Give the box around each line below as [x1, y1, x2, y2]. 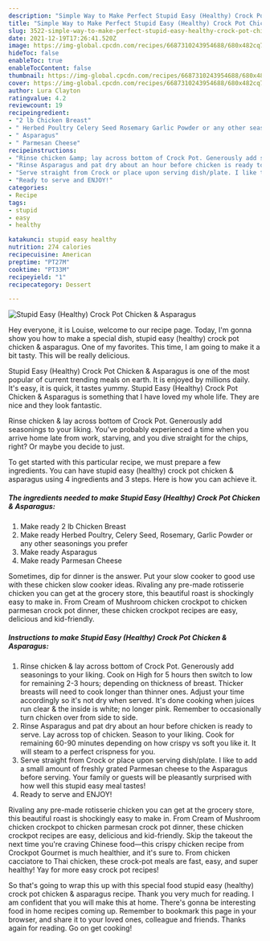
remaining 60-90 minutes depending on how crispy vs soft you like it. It [19, 738, 256, 748]
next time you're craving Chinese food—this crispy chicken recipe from [8, 840, 244, 849]
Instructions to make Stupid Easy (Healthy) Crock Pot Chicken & [8, 632, 227, 642]
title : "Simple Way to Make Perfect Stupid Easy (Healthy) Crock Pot [8, 19, 247, 27]
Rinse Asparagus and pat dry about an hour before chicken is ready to [19, 721, 253, 731]
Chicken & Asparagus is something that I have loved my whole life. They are [8, 392, 260, 402]
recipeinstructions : [8, 146, 78, 154]
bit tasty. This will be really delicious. [8, 351, 130, 360]
